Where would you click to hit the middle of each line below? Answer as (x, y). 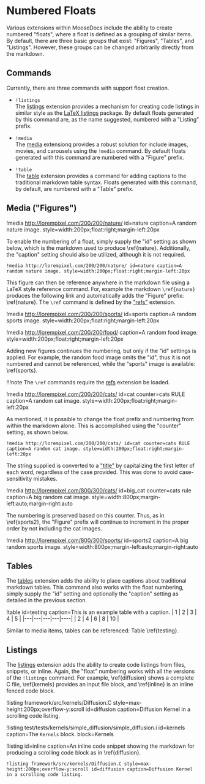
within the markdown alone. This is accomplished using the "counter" (94, 425)
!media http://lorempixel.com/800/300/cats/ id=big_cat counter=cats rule (99, 490)
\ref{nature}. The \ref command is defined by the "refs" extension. (91, 302)
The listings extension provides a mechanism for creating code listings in (107, 106)
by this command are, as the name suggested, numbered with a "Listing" (107, 119)
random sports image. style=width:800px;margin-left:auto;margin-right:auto (102, 546)
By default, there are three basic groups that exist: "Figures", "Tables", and (100, 41)
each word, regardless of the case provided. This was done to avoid (92, 472)
